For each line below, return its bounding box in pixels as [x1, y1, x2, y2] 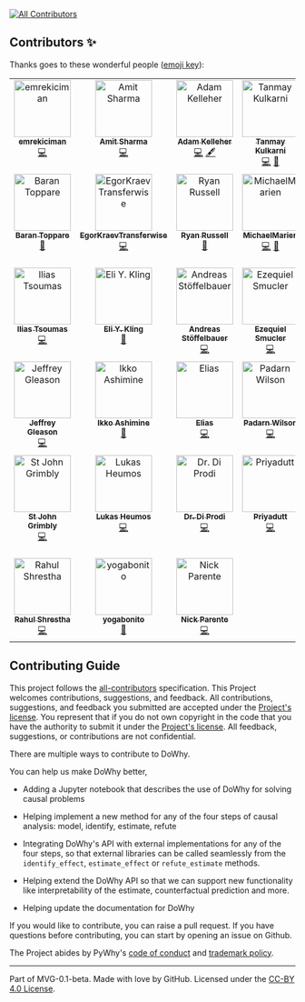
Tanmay [255, 136, 286, 146]
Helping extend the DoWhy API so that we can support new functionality [22, 875, 293, 886]
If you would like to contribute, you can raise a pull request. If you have [9, 919, 275, 931]
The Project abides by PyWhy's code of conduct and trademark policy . [9, 947, 274, 958]
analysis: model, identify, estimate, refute [22, 820, 177, 831]
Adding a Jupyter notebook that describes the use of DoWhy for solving [22, 783, 292, 795]
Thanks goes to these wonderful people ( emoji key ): [9, 59, 205, 70]
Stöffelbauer [181, 333, 229, 343]
